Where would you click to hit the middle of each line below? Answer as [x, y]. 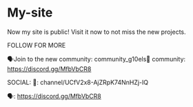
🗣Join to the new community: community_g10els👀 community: [96, 59]
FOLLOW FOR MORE [37, 45]
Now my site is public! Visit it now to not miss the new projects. [96, 32]
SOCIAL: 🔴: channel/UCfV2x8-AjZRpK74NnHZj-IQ [78, 82]
